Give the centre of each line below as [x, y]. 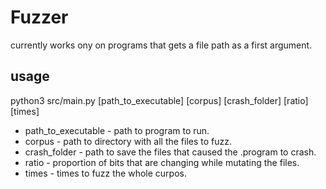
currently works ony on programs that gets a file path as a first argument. [161, 45]
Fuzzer [39, 17]
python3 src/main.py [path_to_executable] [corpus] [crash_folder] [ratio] [159, 100]
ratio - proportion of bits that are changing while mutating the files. [162, 162]
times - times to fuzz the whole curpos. [105, 173]
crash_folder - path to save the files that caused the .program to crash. [170, 152]
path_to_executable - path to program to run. [117, 130]
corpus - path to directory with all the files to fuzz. [128, 141]
